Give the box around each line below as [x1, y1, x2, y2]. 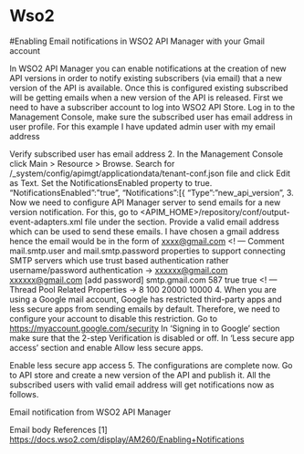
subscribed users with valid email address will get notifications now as [9, 379, 275, 390]
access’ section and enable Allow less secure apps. [9, 342, 204, 353]
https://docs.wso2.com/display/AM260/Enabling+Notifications [9, 434, 245, 445]
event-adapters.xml [9, 216, 84, 227]
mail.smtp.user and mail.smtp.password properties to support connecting [9, 245, 286, 256]
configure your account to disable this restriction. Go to [9, 313, 217, 324]
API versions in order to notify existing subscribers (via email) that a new [9, 72, 283, 83]
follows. [9, 388, 39, 399]
